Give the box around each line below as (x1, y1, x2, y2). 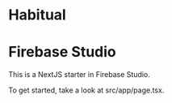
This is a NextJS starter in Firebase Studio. (8, 70, 151, 79)
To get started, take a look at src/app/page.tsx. (8, 85, 165, 95)
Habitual (8, 6, 66, 24)
